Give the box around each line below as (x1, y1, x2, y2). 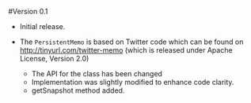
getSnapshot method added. (31, 86, 125, 95)
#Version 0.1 (8, 7, 48, 16)
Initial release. (19, 22, 66, 31)
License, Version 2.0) (19, 54, 89, 63)
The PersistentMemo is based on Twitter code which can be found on (19, 37, 244, 46)
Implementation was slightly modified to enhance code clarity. (31, 78, 234, 86)
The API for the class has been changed (31, 69, 162, 78)
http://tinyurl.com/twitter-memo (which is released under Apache (19, 46, 233, 54)
